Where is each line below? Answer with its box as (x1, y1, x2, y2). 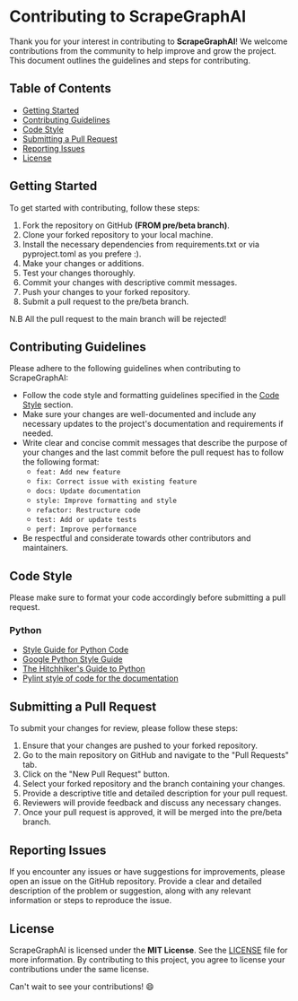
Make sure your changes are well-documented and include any (22, 409, 257, 420)
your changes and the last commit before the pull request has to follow (22, 447, 285, 458)
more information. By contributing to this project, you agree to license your (9, 953, 285, 965)
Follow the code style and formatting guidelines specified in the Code (22, 390, 280, 401)
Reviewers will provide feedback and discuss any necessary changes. (22, 797, 282, 808)
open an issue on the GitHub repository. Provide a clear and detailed (9, 876, 262, 887)
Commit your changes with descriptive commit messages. (22, 276, 238, 288)
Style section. (22, 399, 74, 410)
